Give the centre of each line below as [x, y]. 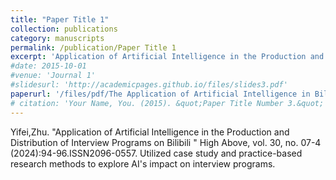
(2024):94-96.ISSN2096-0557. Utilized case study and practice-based [156, 153]
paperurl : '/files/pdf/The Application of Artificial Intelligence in [160, 94]
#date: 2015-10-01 [48, 66]
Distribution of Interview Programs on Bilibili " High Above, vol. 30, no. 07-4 [166, 142]
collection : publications [64, 29]
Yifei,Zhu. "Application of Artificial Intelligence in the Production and [150, 132]
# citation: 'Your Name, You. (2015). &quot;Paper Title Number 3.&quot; [167, 103]
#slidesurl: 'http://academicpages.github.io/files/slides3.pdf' [149, 85]
